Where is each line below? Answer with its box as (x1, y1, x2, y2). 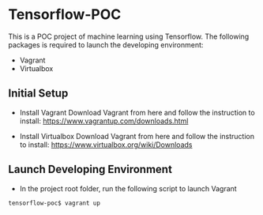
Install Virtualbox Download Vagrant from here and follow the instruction (19, 131, 255, 141)
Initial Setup (8, 87, 69, 100)
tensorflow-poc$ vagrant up (8, 199, 101, 207)
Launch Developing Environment (8, 163, 172, 176)
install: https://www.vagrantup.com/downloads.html (19, 116, 189, 126)
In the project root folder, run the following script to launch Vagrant (19, 183, 237, 193)
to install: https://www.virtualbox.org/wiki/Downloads (19, 140, 193, 149)
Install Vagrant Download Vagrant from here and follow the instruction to (19, 107, 255, 117)
